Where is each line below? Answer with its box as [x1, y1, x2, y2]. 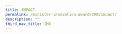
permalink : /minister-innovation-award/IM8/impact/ [5, 12, 117, 17]
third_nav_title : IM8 [5, 21, 51, 26]
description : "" [5, 16, 40, 21]
